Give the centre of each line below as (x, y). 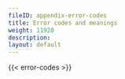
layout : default (35, 45)
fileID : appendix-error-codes (58, 15)
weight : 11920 (31, 30)
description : (29, 38)
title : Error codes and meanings (63, 23)
